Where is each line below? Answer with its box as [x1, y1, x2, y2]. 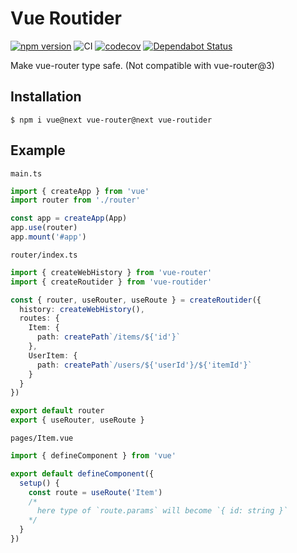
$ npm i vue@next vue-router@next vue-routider [10, 115, 213, 125]
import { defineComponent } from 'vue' [10, 451, 177, 461]
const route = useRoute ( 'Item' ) [28, 487, 163, 497]
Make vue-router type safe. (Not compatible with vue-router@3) [10, 59, 275, 71]
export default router [10, 406, 105, 416]
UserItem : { [28, 350, 78, 361]
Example [10, 142, 66, 159]
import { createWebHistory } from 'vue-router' [10, 267, 213, 277]
